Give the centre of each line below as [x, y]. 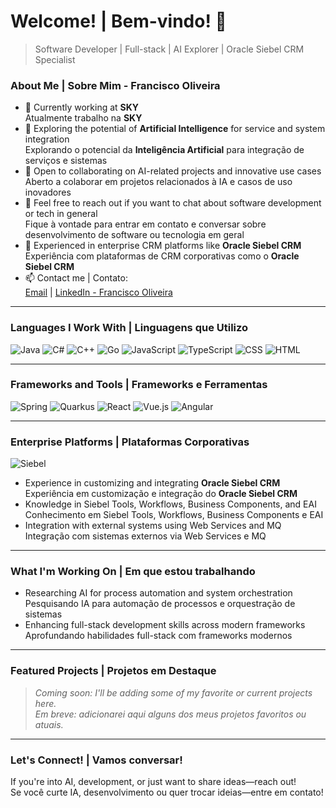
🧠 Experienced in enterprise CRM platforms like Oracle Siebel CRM [163, 246]
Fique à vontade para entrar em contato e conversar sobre [145, 224]
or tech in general [61, 214]
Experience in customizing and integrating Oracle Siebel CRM [152, 483]
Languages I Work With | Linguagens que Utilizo [129, 328]
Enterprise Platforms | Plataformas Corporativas [130, 442]
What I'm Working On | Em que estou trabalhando [133, 572]
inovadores [48, 192]
